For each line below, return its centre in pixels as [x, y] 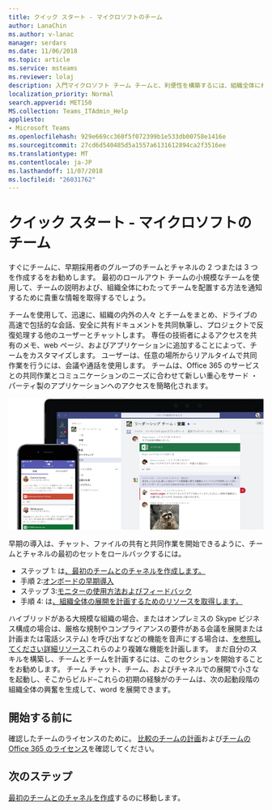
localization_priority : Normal [61, 94]
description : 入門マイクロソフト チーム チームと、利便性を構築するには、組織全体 [132, 85]
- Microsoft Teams [39, 128]
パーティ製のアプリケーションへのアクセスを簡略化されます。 [110, 386]
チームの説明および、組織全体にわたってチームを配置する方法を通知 [149, 288]
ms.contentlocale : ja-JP [50, 162]
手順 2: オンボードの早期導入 [67, 581]
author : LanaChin [38, 26]
